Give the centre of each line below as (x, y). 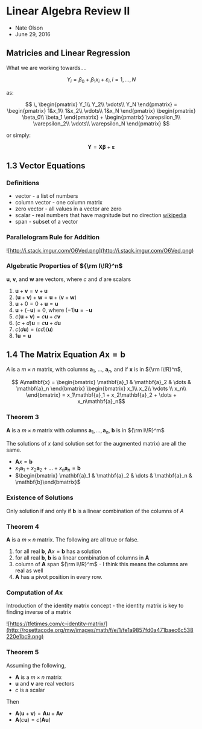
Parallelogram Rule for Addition (53, 238)
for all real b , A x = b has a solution (58, 551)
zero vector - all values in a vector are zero (68, 209)
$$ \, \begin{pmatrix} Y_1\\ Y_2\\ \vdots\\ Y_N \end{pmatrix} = (101, 104)
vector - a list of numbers (46, 196)
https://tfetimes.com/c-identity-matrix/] (59, 624)
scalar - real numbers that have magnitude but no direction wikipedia (101, 215)
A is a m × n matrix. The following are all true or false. (73, 539)
